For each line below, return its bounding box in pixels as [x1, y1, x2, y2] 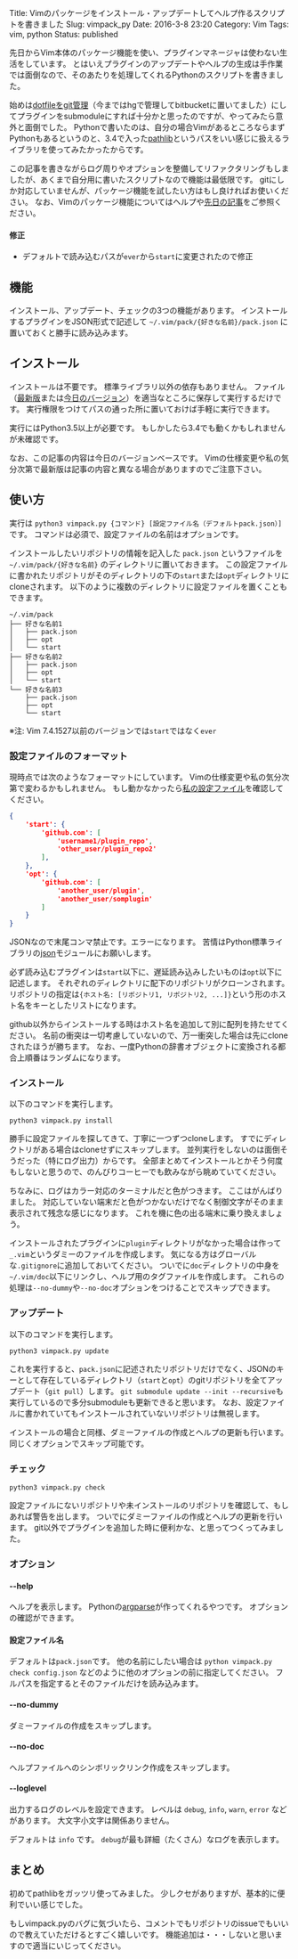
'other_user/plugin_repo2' [56, 845, 157, 853]
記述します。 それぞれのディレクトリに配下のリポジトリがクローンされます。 [9, 978, 290, 989]
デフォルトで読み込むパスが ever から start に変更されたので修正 [21, 251, 254, 262]
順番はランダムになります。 [24, 1052, 126, 1063]
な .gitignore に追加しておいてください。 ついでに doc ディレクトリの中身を [9, 1260, 280, 1271]
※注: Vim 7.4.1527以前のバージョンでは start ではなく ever [9, 725, 217, 736]
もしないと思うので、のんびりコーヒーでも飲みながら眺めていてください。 [9, 1166, 281, 1178]
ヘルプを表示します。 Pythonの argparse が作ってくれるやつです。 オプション [9, 1602, 289, 1612]
